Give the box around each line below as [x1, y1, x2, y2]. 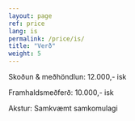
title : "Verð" [8, 42, 57, 50]
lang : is [8, 27, 38, 35]
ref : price [8, 19, 45, 28]
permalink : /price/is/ [8, 34, 85, 43]
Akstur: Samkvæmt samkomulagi [8, 103, 119, 113]
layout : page [8, 11, 53, 20]
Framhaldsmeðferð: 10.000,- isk [8, 88, 115, 97]
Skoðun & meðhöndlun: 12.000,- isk [8, 72, 127, 81]
